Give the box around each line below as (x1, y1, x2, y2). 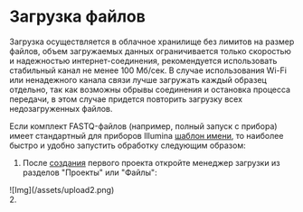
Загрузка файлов (9, 6, 147, 27)
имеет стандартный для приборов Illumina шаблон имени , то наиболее (9, 130, 284, 141)
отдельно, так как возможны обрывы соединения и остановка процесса (9, 84, 291, 95)
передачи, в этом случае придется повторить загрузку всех (9, 93, 242, 105)
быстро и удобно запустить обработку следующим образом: (9, 140, 246, 151)
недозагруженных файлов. (9, 103, 113, 114)
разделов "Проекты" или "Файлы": (22, 167, 157, 178)
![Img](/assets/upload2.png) (9, 184, 115, 195)
